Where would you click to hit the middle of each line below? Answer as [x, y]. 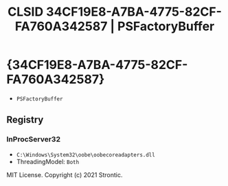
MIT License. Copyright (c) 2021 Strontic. [65, 174]
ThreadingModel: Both [48, 161]
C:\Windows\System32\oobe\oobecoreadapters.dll [85, 155]
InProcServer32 [34, 139]
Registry [25, 120]
